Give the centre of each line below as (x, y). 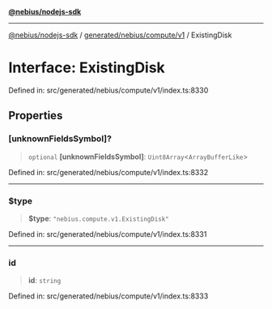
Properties (36, 116)
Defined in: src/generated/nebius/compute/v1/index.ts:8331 (108, 234)
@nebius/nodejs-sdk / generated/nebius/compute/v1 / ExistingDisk (120, 35)
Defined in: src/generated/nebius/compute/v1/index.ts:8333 (108, 296)
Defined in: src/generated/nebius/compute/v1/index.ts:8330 (108, 90)
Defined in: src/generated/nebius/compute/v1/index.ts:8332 (108, 172)
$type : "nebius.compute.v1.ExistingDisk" (99, 218)
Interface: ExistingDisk (87, 68)
